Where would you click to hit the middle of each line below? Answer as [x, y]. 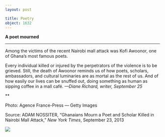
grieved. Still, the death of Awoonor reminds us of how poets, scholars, [77, 71]
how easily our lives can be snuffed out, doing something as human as [76, 81]
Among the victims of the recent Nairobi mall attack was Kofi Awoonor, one [81, 51]
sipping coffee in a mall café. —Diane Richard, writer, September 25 [74, 87]
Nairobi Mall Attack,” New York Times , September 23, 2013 [65, 120]
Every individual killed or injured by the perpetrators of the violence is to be [81, 66]
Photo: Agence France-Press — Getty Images [51, 105]
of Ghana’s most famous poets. [37, 56]
